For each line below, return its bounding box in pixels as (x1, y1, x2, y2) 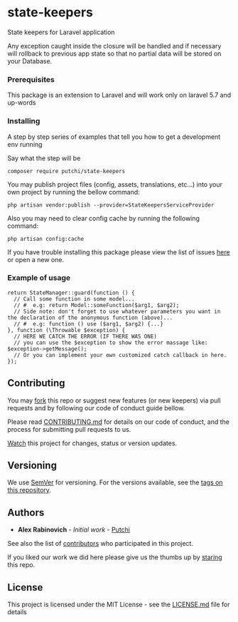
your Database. (7, 56, 53, 65)
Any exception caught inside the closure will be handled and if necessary (7, 41, 222, 50)
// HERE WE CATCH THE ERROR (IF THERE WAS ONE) (13, 333, 158, 340)
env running (7, 140, 43, 148)
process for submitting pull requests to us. (7, 425, 131, 433)
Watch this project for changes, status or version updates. (7, 439, 178, 447)
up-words (7, 98, 36, 107)
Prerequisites (7, 74, 55, 84)
